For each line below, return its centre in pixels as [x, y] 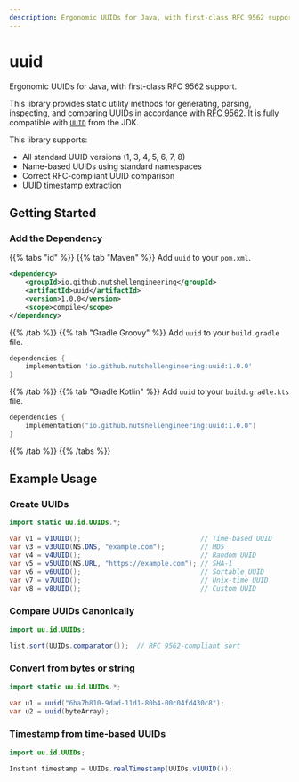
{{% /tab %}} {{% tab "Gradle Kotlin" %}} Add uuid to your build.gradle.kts [149, 391]
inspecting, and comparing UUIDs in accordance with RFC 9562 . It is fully [144, 113]
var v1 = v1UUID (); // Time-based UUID [141, 539]
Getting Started [53, 213]
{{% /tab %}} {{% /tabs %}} [60, 451]
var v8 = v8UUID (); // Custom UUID [133, 588]
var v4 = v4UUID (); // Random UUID [133, 556]
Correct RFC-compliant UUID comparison [98, 175]
